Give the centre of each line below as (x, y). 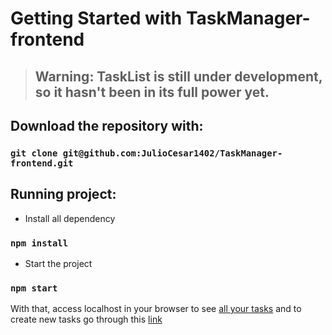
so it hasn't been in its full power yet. (152, 92)
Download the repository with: (107, 125)
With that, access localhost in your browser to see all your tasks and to (156, 309)
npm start (34, 288)
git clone (34, 153)
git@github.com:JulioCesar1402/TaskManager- (172, 153)
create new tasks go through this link (86, 319)
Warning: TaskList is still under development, (178, 76)
